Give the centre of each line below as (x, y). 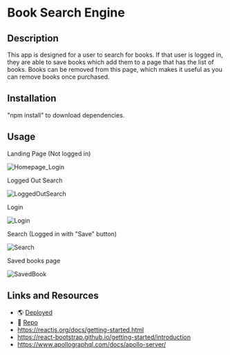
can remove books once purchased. (58, 77)
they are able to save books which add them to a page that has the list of (111, 62)
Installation (32, 98)
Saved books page (34, 260)
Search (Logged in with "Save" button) (62, 233)
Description (33, 38)
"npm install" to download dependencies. (66, 115)
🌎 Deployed (35, 313)
